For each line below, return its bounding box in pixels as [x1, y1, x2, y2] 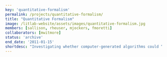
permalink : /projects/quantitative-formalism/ [5, 12, 103, 17]
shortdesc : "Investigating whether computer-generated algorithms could [5, 44, 159, 49]
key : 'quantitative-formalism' [5, 7, 70, 12]
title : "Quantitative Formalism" [5, 16, 75, 21]
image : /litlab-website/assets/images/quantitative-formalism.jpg [5, 21, 146, 26]
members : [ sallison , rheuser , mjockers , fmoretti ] [5, 26, 112, 31]
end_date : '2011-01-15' [5, 40, 55, 45]
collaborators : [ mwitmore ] [5, 30, 61, 35]
